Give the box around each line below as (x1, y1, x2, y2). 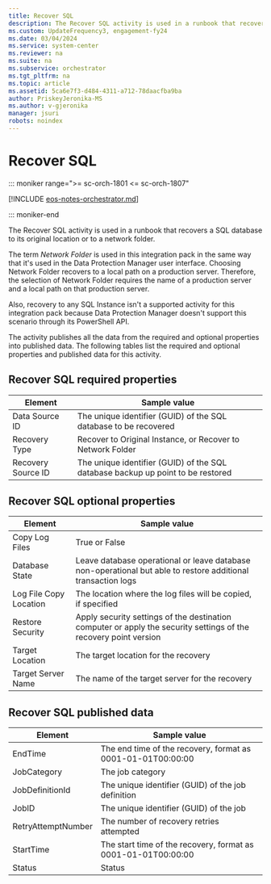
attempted (100, 826, 140, 837)
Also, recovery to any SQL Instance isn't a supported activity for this (8, 300, 236, 309)
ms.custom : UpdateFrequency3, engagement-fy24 (8, 27, 168, 35)
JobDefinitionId (12, 785, 71, 796)
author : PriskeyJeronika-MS (8, 94, 103, 103)
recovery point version (75, 631, 161, 643)
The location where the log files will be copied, (75, 589, 252, 600)
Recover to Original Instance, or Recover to (77, 434, 240, 445)
